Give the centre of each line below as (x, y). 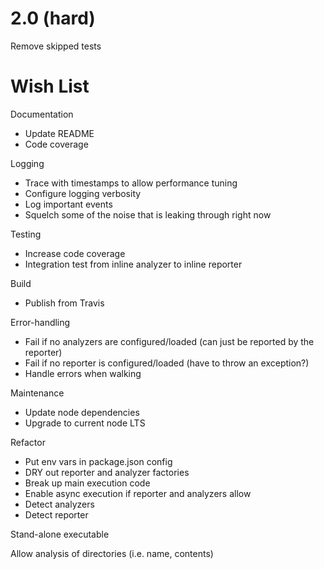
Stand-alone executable (60, 534)
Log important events (68, 204)
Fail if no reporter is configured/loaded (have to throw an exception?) (167, 363)
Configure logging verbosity (83, 193)
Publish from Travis (64, 303)
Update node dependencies (82, 412)
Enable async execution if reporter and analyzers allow (138, 493)
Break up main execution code (87, 483)
